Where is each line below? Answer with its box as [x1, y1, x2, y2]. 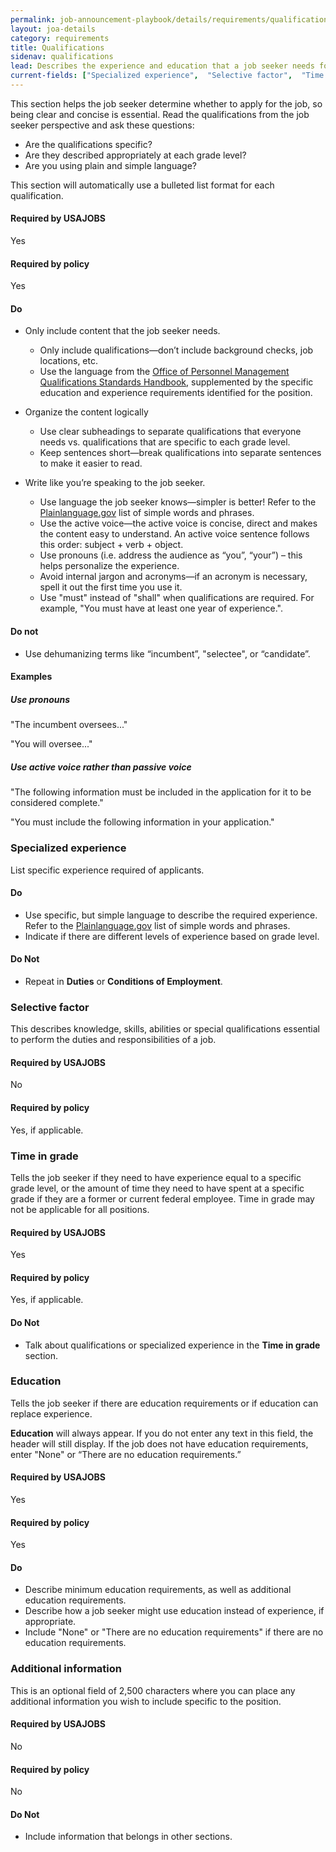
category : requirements [10, 33, 110, 43]
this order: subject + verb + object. [39, 539, 184, 551]
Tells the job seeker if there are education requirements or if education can [10, 1397, 319, 1409]
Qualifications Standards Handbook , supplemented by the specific [39, 376, 314, 388]
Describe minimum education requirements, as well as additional [24, 1584, 292, 1596]
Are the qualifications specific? [24, 138, 153, 150]
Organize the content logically [24, 406, 149, 418]
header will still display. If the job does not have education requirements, [10, 1437, 309, 1450]
